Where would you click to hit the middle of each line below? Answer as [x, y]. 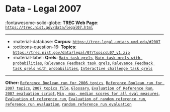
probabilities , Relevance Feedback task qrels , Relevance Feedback [83, 63]
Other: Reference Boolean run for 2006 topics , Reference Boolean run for [84, 82]
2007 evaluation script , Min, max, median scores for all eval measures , [82, 93]
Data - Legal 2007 [43, 9]
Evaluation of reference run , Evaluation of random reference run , [76, 98]
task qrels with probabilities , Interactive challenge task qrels [82, 68]
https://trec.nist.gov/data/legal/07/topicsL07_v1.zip [71, 52]
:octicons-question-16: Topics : [45, 47]
